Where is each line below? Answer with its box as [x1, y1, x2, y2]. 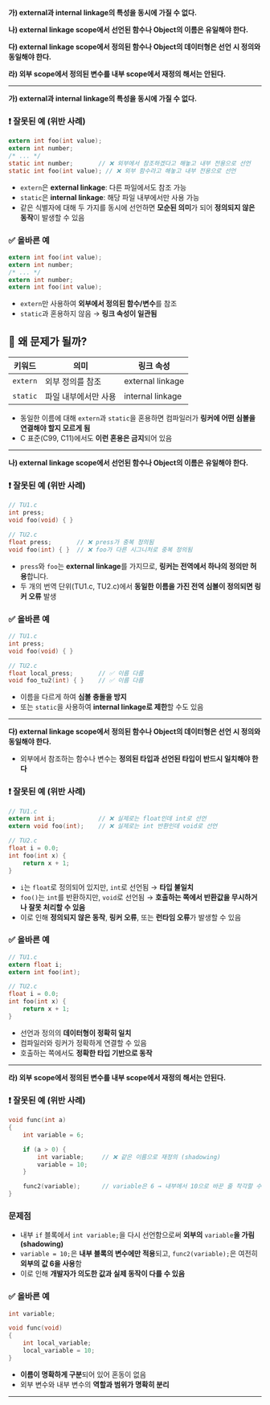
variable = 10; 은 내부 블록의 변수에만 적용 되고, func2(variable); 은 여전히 [19, 1249, 259, 1259]
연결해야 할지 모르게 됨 [19, 424, 91, 433]
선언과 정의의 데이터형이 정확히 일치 [19, 1028, 132, 1038]
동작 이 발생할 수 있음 [19, 212, 85, 222]
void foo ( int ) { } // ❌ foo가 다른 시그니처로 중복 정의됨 [8, 546, 193, 554]
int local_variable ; [22, 1339, 92, 1347]
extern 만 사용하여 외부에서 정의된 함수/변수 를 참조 [19, 299, 178, 309]
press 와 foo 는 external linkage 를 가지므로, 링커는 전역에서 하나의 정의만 [19, 561, 249, 571]
